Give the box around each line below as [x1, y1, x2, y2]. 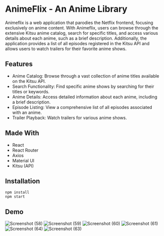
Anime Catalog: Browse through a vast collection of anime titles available [12, 73, 160, 79]
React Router [12, 147, 39, 153]
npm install [5, 190, 29, 195]
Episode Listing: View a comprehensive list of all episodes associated [12, 104, 153, 110]
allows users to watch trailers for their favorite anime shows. [5, 46, 127, 52]
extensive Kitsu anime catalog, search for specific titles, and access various [5, 30, 158, 36]
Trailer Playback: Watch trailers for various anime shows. [12, 114, 127, 121]
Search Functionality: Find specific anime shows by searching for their [12, 83, 154, 89]
